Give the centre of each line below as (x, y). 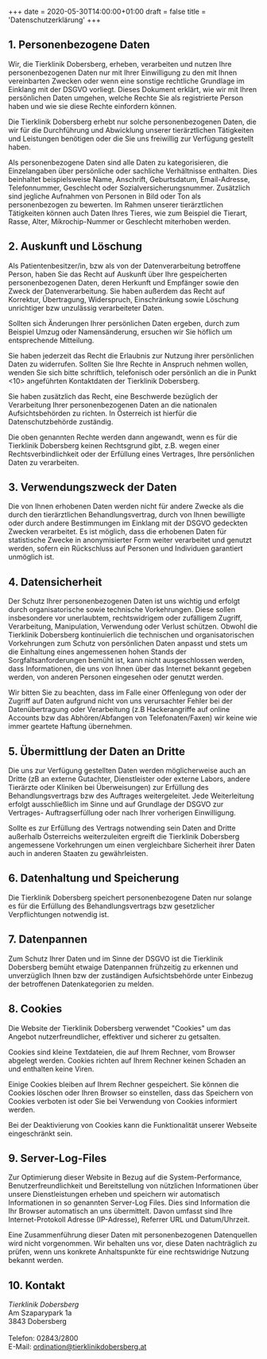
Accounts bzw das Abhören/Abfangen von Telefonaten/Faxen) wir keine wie (133, 718)
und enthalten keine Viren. (51, 1069)
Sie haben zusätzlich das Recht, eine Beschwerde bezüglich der (113, 396)
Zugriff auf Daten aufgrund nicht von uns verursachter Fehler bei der (120, 701)
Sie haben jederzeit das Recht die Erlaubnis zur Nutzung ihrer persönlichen (131, 355)
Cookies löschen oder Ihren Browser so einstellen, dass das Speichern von (131, 1093)
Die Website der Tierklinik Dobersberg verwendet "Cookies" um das (120, 1028)
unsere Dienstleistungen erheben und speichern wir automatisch (114, 1194)
